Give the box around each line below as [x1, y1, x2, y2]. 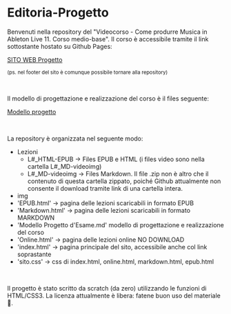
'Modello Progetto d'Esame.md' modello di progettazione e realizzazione [17, 220, 224, 229]
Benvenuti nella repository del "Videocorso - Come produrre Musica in [7, 28, 208, 36]
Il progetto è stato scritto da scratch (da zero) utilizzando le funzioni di [7, 284, 207, 292]
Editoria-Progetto [7, 5, 109, 21]
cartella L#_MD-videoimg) [27, 162, 102, 170]
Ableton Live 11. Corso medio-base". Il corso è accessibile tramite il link [7, 34, 209, 43]
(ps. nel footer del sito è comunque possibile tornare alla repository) [7, 69, 168, 76]
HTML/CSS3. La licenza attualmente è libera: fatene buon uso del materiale [7, 291, 221, 300]
